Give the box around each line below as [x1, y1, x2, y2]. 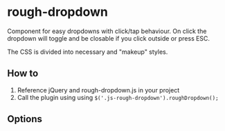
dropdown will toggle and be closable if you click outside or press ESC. [7, 34, 210, 42]
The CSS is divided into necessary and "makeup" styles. [7, 48, 168, 56]
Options [7, 113, 43, 125]
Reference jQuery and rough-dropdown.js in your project [17, 85, 180, 94]
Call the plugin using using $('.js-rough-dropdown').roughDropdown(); [17, 93, 219, 101]
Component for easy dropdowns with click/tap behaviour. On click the [7, 27, 207, 35]
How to [7, 68, 39, 79]
